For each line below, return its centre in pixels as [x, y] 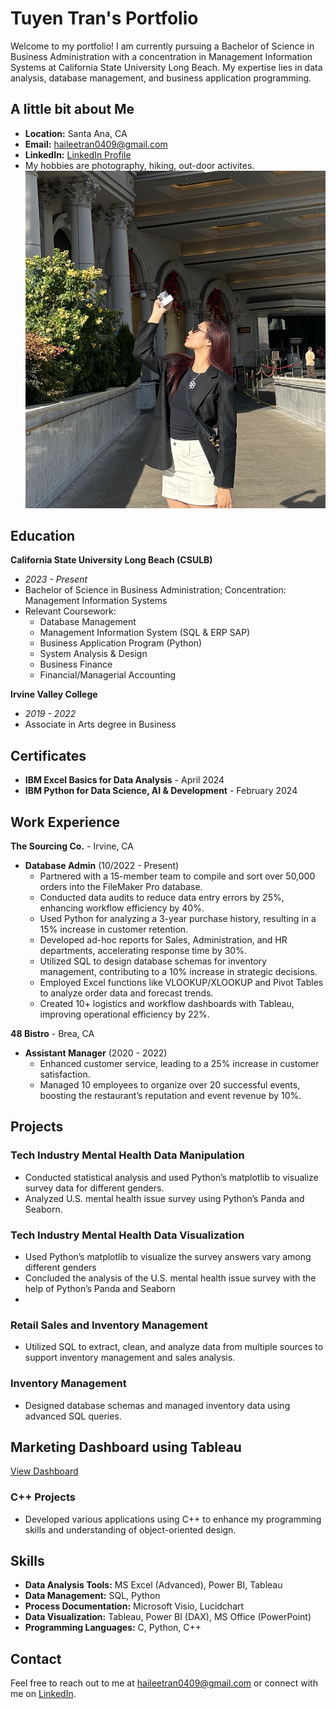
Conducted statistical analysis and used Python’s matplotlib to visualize [171, 1177]
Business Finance [76, 664]
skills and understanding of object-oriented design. [130, 1529]
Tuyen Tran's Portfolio [104, 18]
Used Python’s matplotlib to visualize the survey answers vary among [168, 1256]
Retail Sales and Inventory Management [109, 1325]
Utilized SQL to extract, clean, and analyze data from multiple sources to [174, 1347]
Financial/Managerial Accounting [108, 675]
